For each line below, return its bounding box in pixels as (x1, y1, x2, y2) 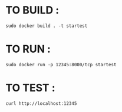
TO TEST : (5, 82, 55, 94)
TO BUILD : (5, 4, 60, 17)
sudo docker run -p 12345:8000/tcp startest (5, 62, 117, 67)
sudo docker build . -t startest (5, 23, 88, 29)
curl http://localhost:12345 (5, 100, 77, 106)
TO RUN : (5, 42, 51, 56)
